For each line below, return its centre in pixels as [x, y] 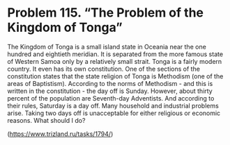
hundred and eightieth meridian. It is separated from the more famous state [115, 54]
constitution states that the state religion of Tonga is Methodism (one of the [115, 76]
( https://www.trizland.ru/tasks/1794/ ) [60, 134]
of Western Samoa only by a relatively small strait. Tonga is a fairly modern [115, 61]
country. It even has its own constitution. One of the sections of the [104, 69]
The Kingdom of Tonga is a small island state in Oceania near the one [107, 46]
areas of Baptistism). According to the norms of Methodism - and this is [110, 83]
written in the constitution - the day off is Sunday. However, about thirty [110, 91]
